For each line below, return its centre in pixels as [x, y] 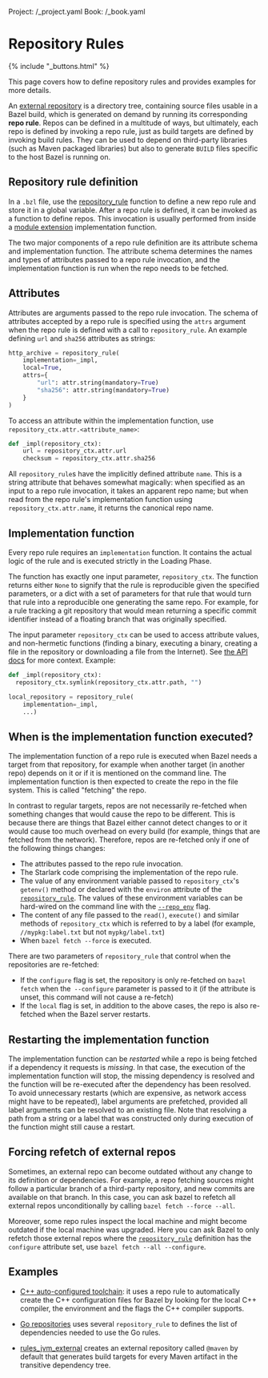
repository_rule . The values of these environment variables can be [131, 898]
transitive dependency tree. [65, 1365]
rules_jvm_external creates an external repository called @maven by [129, 1348]
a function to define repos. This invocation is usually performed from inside [132, 218]
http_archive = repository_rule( [64, 353]
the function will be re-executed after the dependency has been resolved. [130, 1084]
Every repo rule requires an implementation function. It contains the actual [130, 552]
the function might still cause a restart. [72, 1127]
